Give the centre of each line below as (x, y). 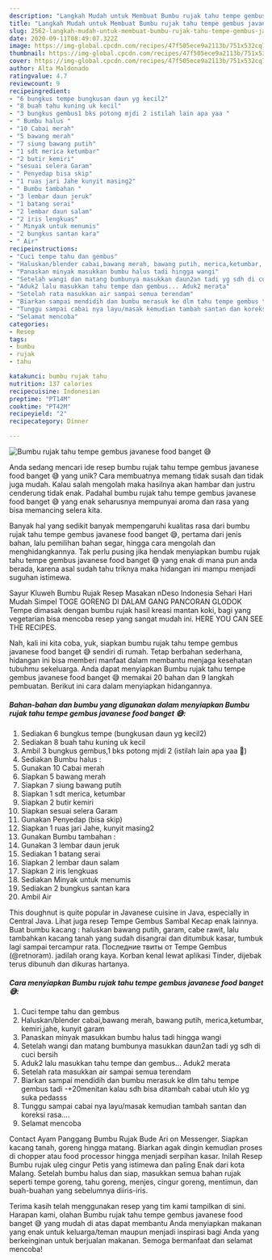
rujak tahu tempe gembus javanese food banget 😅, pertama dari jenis (126, 534)
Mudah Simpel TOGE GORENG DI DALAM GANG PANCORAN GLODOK (126, 602)
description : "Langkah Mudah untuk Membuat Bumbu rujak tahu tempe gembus (138, 16)
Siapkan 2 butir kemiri (57, 802)
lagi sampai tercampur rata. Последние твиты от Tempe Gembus (118, 946)
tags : (18, 339)
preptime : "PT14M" (40, 399)
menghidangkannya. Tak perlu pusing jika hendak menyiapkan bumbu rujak (135, 552)
